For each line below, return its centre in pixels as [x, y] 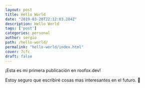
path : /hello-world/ [27, 42]
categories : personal [28, 33]
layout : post [19, 10]
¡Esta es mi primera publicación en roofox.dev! [53, 70]
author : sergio [21, 38]
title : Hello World [25, 14]
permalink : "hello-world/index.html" [44, 47]
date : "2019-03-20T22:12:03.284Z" [41, 19]
